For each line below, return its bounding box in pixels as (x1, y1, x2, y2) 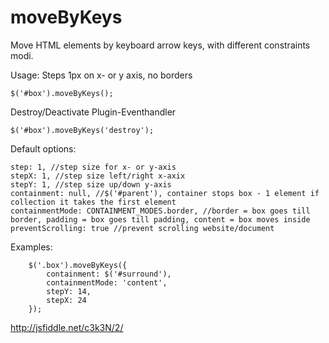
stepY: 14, (46, 286, 92, 296)
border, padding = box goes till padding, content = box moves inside (10, 214, 311, 225)
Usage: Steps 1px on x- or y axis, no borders (10, 69, 193, 81)
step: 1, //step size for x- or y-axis (10, 162, 177, 172)
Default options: (10, 142, 77, 155)
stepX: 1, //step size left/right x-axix (10, 171, 186, 181)
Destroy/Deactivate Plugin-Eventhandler (10, 106, 177, 118)
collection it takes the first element (10, 197, 177, 207)
